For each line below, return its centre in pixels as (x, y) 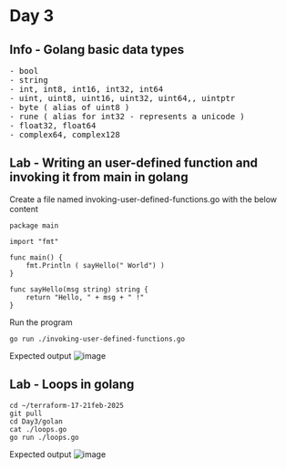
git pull (26, 413)
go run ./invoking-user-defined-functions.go (97, 339)
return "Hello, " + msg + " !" (85, 297)
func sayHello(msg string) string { (79, 289)
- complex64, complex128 (65, 134)
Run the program (41, 322)
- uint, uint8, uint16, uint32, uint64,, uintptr (123, 98)
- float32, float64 (53, 125)
